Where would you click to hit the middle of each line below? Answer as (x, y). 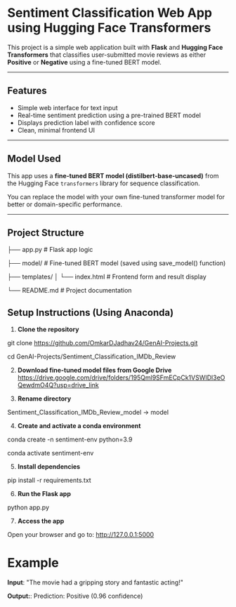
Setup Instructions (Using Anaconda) (91, 313)
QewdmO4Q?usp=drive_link (58, 385)
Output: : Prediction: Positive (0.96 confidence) (75, 596)
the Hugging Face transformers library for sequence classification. (104, 183)
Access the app (41, 521)
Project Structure (46, 233)
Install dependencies (49, 467)
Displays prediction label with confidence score (86, 122)
